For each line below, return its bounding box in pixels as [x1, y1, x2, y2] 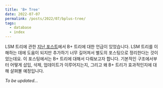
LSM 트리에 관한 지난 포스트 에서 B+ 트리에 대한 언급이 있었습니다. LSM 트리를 [5, 44, 153, 49]
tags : [5, 20, 16, 26]
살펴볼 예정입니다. [10, 68, 44, 73]
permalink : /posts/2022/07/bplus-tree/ [5, 16, 86, 21]
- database [9, 25, 32, 30]
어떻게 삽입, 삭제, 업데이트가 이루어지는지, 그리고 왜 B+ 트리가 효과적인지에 [10, 62, 152, 68]
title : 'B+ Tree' [5, 7, 40, 12]
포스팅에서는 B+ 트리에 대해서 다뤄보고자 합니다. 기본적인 [28, 56, 137, 61]
